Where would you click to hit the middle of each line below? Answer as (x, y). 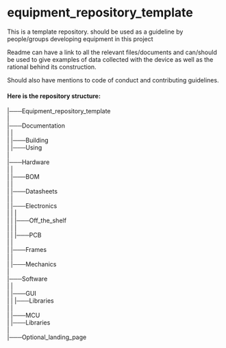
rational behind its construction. (52, 67)
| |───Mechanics (32, 264)
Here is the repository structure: (54, 96)
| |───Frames (27, 250)
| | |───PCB (24, 235)
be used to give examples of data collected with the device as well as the (110, 59)
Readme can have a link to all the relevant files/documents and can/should (112, 52)
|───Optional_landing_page (47, 337)
